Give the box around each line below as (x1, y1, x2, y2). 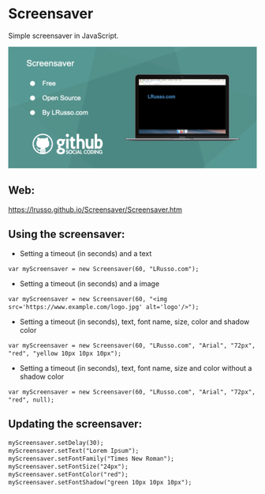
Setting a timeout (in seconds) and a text (19, 248, 152, 258)
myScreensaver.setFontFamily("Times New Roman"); (8, 455, 175, 463)
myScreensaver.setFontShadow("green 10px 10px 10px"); (8, 479, 192, 487)
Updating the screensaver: (8, 417, 143, 431)
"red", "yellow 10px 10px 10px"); (8, 349, 122, 357)
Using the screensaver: (8, 228, 125, 241)
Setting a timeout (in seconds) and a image (19, 278, 160, 288)
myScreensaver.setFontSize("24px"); (8, 463, 129, 471)
